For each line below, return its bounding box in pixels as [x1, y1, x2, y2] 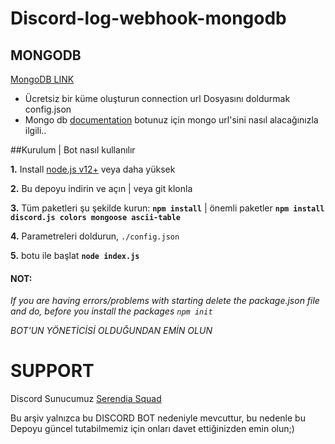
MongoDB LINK [10, 73, 75, 85]
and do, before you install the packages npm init [10, 305, 213, 317]
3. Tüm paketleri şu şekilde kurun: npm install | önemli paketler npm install [10, 202, 325, 214]
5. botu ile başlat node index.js [10, 250, 140, 261]
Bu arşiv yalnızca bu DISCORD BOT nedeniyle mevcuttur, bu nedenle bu [10, 412, 306, 424]
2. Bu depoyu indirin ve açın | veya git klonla [10, 183, 193, 194]
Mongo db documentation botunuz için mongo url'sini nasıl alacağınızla [24, 114, 319, 126]
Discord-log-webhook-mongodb [10, 7, 287, 30]
